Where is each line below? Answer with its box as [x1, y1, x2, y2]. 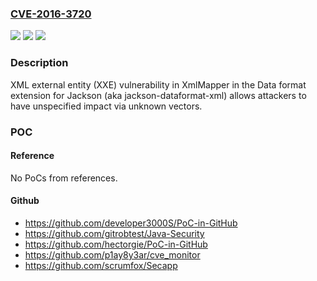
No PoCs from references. [10, 172, 118, 184]
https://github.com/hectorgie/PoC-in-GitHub [24, 238, 208, 250]
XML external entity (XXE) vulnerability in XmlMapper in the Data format [10, 78, 307, 91]
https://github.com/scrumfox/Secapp [24, 259, 178, 271]
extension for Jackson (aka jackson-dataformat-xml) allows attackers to [10, 89, 307, 101]
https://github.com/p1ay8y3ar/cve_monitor [24, 248, 201, 261]
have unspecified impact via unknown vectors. [10, 100, 203, 112]
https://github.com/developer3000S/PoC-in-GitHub [24, 217, 238, 229]
